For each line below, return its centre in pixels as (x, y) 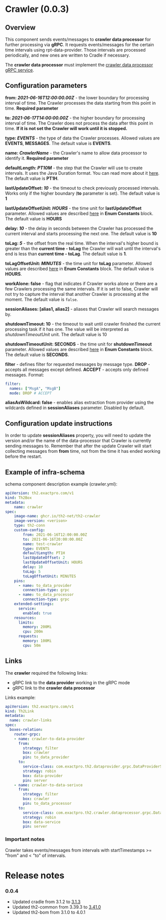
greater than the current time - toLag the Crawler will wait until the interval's (83, 248)
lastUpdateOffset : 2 (44, 558)
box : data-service (42, 822)
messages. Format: (25, 375)
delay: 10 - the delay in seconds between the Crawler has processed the (79, 228)
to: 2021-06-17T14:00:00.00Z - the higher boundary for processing (75, 118)
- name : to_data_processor (46, 595)
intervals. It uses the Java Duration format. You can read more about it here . (82, 173)
